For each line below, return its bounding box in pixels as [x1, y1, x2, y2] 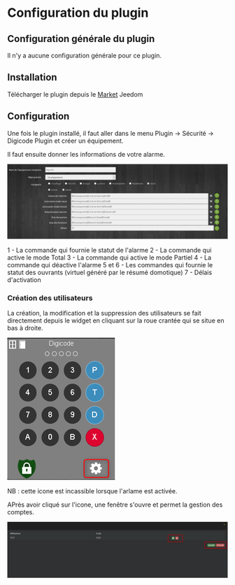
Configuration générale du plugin [7, 33, 155, 45]
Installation [7, 71, 57, 83]
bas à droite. [7, 324, 43, 332]
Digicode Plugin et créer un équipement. [7, 136, 124, 145]
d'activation [7, 275, 41, 284]
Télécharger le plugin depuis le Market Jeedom [7, 90, 143, 99]
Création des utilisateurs [7, 292, 93, 302]
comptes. [7, 508, 35, 516]
